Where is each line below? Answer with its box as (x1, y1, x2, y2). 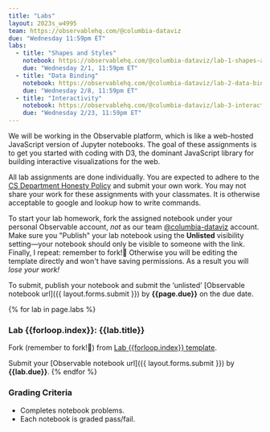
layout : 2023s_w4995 (8, 19, 78, 27)
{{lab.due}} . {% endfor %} (8, 367, 98, 376)
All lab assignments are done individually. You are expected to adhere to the (8, 172, 260, 182)
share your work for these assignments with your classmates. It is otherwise (8, 190, 260, 199)
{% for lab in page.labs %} (8, 305, 96, 314)
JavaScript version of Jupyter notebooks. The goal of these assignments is (8, 140, 257, 149)
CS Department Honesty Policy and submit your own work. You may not (8, 181, 247, 190)
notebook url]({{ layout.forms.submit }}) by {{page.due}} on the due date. (8, 289, 254, 298)
